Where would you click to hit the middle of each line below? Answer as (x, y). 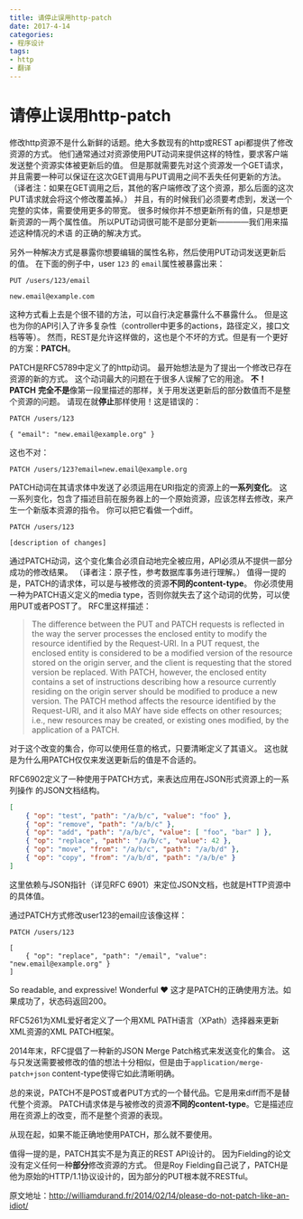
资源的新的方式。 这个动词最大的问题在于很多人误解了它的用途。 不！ (138, 378)
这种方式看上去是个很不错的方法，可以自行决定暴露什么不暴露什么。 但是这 (149, 314)
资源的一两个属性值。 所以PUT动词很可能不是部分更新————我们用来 (149, 222)
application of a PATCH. (75, 730)
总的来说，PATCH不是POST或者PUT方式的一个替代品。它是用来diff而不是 (146, 1092)
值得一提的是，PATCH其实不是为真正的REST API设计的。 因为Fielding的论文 (150, 1153)
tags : (19, 52)
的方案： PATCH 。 (42, 348)
